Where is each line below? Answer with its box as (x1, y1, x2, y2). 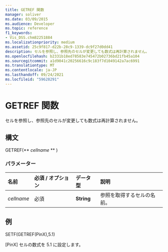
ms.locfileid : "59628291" (5, 77, 59, 82)
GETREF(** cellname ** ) (5, 147, 58, 153)
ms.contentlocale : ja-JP (5, 68, 57, 73)
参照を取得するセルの (99, 192, 150, 199)
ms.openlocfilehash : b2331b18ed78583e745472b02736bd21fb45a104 (5, 53, 140, 59)
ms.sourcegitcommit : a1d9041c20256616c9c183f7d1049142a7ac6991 (5, 58, 140, 63)
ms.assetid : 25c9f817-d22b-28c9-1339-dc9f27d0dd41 (5, 44, 113, 49)
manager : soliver (5, 12, 41, 17)
